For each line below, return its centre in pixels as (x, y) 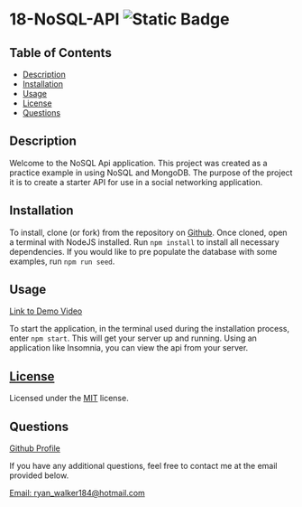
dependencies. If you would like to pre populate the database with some (143, 251)
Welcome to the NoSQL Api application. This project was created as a (138, 163)
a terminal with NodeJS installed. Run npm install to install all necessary (144, 242)
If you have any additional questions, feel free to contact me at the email (143, 466)
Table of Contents (61, 53)
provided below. (39, 475)
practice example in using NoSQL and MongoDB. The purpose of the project (151, 173)
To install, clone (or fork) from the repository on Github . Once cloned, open (148, 232)
